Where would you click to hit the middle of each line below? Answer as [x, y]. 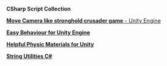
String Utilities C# [29, 56]
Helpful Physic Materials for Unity [50, 44]
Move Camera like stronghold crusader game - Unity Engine [83, 20]
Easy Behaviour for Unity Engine [48, 32]
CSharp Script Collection [39, 9]
